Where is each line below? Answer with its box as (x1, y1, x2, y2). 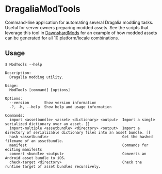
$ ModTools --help (5, 62, 42, 67)
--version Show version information (9, 100, 97, 105)
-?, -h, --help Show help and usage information (9, 104, 112, 109)
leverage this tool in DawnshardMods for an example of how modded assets (5, 30, 157, 35)
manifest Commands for (9, 142, 149, 148)
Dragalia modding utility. (9, 74, 64, 80)
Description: (5, 70, 32, 75)
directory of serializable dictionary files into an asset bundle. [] (5, 130, 151, 135)
